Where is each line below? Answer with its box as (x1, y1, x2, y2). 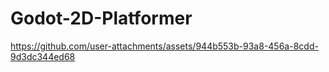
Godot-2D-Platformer (10, 7, 193, 30)
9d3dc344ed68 (10, 50, 76, 62)
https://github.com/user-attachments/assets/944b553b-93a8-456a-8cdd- (10, 40, 319, 52)
